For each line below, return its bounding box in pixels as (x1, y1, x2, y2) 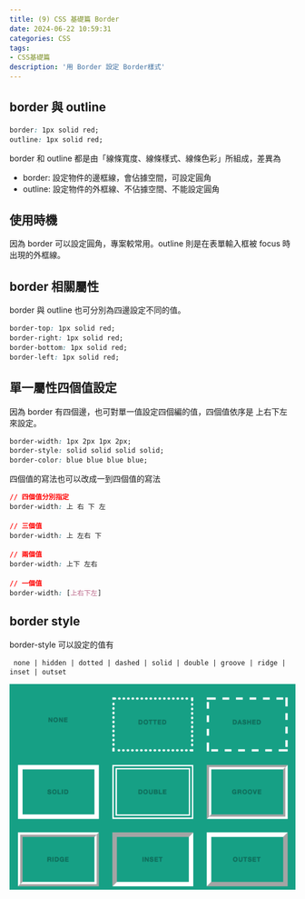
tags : (9, 44, 30, 53)
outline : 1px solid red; (9, 135, 103, 145)
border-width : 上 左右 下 (9, 531, 103, 540)
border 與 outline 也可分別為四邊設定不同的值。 (9, 305, 186, 315)
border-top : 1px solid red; (9, 324, 116, 334)
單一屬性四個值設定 (9, 380, 117, 395)
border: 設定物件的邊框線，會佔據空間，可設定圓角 (22, 172, 212, 183)
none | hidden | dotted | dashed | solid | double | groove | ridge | (13, 658, 286, 667)
